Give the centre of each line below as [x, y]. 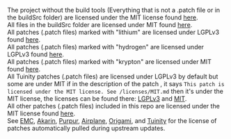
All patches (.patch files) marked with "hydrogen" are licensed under [105, 47]
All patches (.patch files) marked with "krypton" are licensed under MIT [110, 62]
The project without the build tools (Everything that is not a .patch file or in [114, 10]
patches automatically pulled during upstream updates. [86, 128]
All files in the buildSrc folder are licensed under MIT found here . [100, 25]
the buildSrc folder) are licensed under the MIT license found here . [103, 17]
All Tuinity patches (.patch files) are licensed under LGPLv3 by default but [113, 76]
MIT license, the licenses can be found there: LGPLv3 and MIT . [97, 99]
